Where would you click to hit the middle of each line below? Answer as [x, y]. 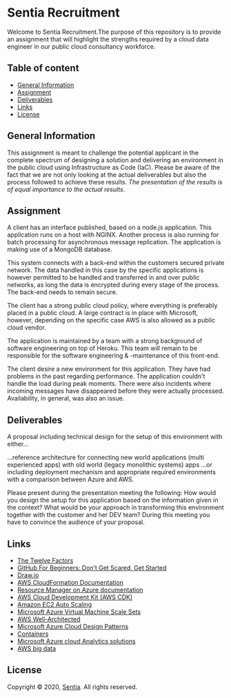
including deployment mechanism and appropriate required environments [111, 472]
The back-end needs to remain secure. [62, 292]
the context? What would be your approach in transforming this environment [115, 507]
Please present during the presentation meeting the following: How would [112, 493]
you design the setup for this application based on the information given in [113, 500]
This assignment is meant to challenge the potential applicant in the [103, 153]
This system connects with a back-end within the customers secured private [116, 263]
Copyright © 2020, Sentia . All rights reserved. [72, 687]
